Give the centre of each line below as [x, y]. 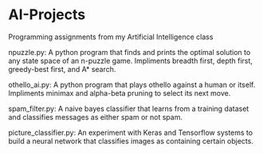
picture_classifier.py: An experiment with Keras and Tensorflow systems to [131, 132]
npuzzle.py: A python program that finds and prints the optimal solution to [130, 52]
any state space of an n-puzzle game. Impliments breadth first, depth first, [131, 61]
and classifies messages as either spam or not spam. [96, 116]
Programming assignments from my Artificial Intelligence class [111, 37]
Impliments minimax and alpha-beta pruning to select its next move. [120, 93]
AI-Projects [47, 15]
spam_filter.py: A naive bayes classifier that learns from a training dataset [129, 109]
